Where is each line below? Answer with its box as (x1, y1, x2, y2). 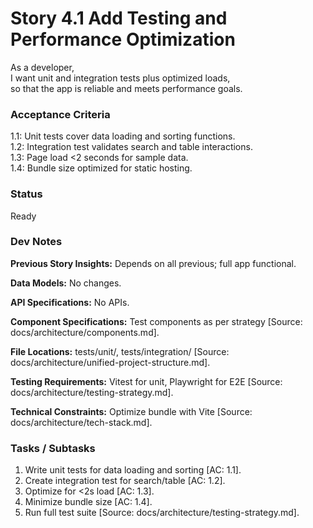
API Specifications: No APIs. (10, 296, 130, 308)
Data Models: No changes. (10, 277, 122, 289)
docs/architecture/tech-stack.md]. (10, 416, 153, 428)
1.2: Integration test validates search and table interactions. (10, 141, 253, 153)
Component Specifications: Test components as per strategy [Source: (10, 315, 303, 327)
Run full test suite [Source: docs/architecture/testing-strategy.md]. (24, 507, 300, 519)
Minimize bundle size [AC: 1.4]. (24, 496, 153, 508)
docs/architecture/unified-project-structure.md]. (10, 356, 211, 368)
